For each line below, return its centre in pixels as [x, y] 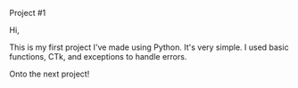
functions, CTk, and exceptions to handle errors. [98, 56]
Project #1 [28, 13]
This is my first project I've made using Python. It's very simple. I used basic [149, 47]
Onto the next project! [50, 74]
